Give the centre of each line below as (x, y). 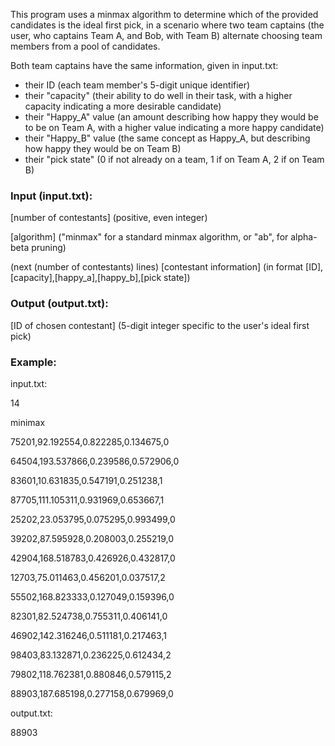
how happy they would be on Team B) (103, 148)
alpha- (304, 237)
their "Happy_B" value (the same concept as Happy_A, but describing (167, 138)
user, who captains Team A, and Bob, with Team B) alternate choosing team (166, 35)
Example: (33, 362)
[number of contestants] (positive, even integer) (109, 218)
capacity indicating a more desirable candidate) (123, 106)
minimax (28, 422)
